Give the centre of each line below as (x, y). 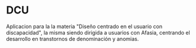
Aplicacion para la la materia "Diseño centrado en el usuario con (84, 26)
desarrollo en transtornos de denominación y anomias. (73, 39)
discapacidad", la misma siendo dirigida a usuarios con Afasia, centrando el (98, 32)
